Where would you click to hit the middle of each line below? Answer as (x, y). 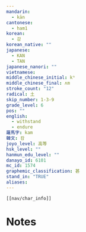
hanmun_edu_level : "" (33, 154)
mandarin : (18, 12)
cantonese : (20, 22)
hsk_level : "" (24, 149)
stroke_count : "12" (30, 89)
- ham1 (20, 28)
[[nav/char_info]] (29, 198)
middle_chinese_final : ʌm (38, 83)
